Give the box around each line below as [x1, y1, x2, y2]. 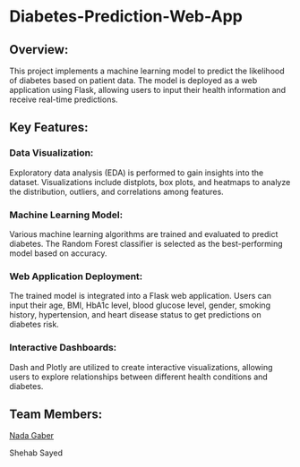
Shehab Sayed [9, 447, 64, 458]
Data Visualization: [9, 147, 94, 159]
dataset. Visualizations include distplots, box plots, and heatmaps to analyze [9, 176, 291, 187]
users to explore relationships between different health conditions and [9, 371, 269, 382]
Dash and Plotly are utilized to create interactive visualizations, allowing [9, 361, 273, 372]
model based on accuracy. [9, 248, 107, 259]
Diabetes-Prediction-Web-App [9, 6, 244, 27]
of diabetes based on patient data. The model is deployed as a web [9, 75, 258, 86]
